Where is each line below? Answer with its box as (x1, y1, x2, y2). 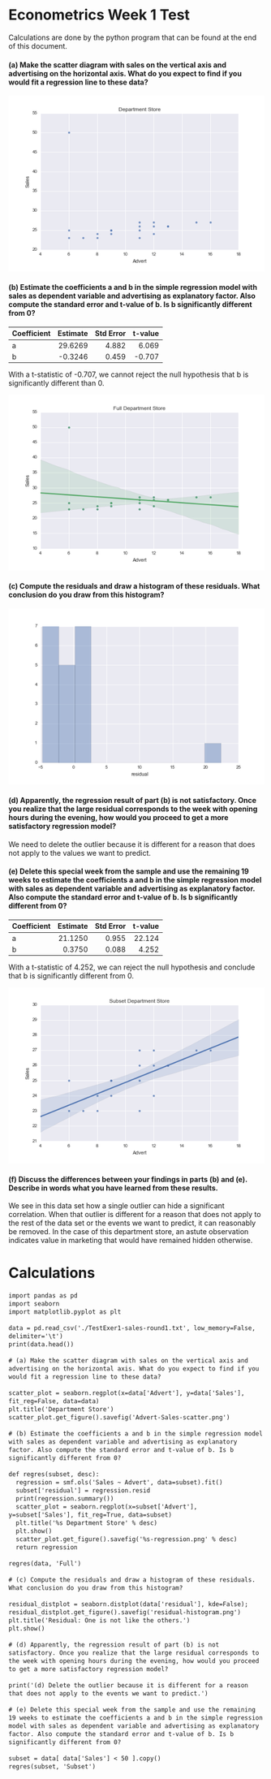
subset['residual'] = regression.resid (15, 1487, 151, 1495)
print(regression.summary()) (15, 1495, 114, 1503)
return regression (15, 1544, 79, 1552)
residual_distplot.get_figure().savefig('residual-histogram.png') (8, 1608, 242, 1617)
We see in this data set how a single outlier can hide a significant (8, 1201, 225, 1211)
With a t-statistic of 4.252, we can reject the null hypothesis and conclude (8, 962, 256, 972)
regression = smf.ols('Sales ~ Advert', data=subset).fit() (15, 1479, 223, 1487)
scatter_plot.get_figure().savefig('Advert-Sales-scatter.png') (8, 1414, 230, 1422)
